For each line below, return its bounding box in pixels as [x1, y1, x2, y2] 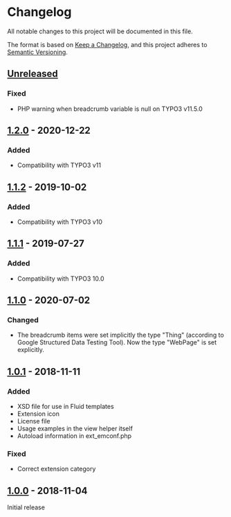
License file [17, 417, 50, 426]
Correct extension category [17, 465, 96, 473]
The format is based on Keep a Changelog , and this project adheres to [7, 40, 207, 49]
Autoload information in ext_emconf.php [17, 432, 132, 440]
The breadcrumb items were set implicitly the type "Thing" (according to [17, 331, 225, 340]
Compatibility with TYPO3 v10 [17, 218, 102, 226]
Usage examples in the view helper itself [17, 424, 133, 433]
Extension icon [17, 410, 60, 418]
